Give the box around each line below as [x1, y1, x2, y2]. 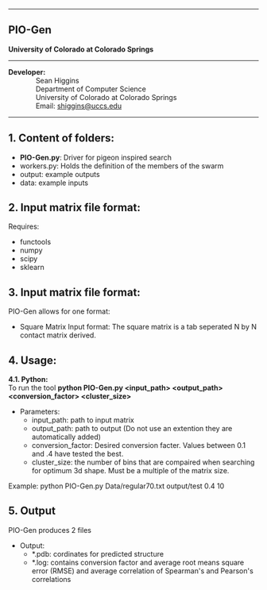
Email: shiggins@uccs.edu [35, 101, 122, 110]
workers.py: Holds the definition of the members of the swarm [19, 160, 224, 171]
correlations [31, 574, 72, 584]
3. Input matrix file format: [8, 285, 141, 299]
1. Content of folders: [8, 132, 115, 145]
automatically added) [31, 432, 102, 442]
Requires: [8, 222, 40, 231]
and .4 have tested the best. [31, 449, 124, 459]
